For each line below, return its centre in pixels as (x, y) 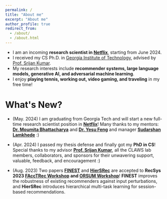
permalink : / (19, 10)
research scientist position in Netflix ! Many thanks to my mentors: (91, 124)
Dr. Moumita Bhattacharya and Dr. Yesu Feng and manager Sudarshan (87, 129)
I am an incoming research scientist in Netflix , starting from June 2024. (87, 52)
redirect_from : (21, 29)
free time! (22, 84)
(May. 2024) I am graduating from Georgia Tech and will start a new (82, 118)
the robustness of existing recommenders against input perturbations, (85, 181)
